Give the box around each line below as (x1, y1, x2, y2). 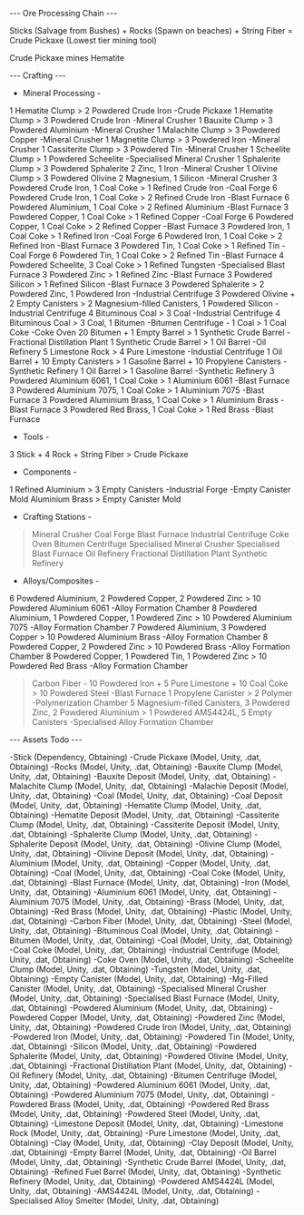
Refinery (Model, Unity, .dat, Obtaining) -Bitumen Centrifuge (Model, (21, 1070, 278, 1081)
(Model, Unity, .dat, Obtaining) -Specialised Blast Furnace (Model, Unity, (9, 993, 279, 1004)
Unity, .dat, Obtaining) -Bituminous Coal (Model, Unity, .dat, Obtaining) (9, 926, 273, 936)
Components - (22, 466, 77, 477)
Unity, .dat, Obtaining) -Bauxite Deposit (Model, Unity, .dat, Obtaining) (9, 771, 270, 781)
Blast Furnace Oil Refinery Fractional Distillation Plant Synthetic (31, 548, 268, 559)
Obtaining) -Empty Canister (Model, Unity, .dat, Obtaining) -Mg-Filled (9, 974, 269, 984)
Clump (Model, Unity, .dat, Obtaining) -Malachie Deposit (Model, (47, 780, 289, 791)
